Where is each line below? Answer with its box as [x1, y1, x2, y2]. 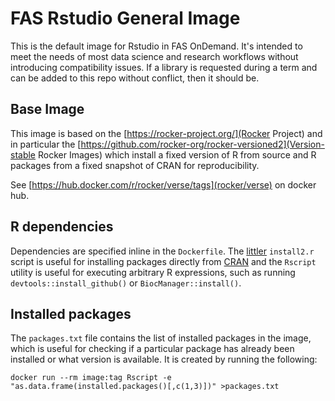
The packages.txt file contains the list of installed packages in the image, [10, 332, 312, 344]
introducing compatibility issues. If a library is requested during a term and [10, 61, 318, 73]
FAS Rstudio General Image [10, 7, 241, 30]
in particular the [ [10, 138, 82, 150]
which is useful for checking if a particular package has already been [10, 343, 295, 355]
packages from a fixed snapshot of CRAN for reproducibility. [10, 159, 260, 171]
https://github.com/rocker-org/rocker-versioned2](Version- [80, 138, 325, 150]
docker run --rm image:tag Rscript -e [10, 373, 172, 383]
